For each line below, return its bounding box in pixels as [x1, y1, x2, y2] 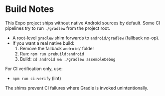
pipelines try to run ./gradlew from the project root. [5, 25, 111, 31]
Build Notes [5, 3, 54, 15]
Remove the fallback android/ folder [19, 45, 95, 51]
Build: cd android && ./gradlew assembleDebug [19, 56, 116, 62]
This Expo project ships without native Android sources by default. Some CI [5, 20, 161, 26]
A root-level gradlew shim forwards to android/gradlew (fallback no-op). [12, 35, 160, 41]
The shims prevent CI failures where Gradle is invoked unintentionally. [5, 85, 149, 91]
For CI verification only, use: [5, 66, 63, 72]
